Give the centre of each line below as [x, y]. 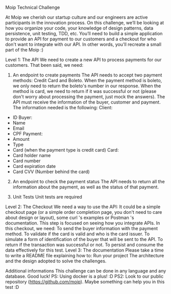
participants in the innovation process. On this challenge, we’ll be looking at [85, 23]
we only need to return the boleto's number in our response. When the [87, 86]
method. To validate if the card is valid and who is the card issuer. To [77, 234]
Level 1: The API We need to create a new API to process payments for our [83, 60]
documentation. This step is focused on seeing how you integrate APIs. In [83, 223]
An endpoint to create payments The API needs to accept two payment [87, 75]
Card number [27, 161]
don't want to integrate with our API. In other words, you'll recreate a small [83, 44]
